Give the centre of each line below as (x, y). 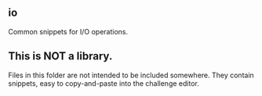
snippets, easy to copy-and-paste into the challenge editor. (104, 83)
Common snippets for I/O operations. (68, 31)
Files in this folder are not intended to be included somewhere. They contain (131, 75)
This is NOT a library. (60, 57)
